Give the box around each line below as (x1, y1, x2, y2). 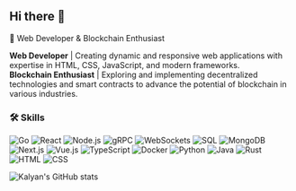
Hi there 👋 (9, 9, 66, 24)
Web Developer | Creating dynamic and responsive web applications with (9, 50, 283, 61)
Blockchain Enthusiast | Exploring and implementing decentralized (9, 69, 258, 80)
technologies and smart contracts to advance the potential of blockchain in (9, 78, 288, 90)
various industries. (9, 88, 78, 99)
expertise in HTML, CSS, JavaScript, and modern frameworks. (9, 59, 240, 70)
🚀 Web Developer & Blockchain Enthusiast (9, 32, 165, 43)
